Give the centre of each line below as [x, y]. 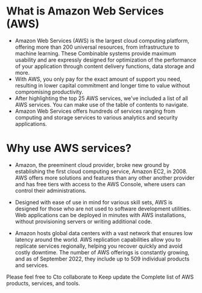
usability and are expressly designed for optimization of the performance [106, 60]
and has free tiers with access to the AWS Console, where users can [100, 184]
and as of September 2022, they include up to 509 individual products [102, 259]
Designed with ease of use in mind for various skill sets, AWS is [94, 202]
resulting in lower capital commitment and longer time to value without [102, 85]
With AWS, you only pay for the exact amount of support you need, [98, 79]
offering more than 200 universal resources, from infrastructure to [97, 47]
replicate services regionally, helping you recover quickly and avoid [99, 246]
